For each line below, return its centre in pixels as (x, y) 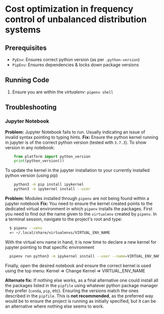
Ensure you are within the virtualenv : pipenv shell (63, 92)
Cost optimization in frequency (69, 9)
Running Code (27, 80)
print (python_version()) (39, 161)
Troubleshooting (31, 107)
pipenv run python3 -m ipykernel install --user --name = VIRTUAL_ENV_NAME (86, 256)
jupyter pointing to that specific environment (50, 247)
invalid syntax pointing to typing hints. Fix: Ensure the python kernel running (82, 137)
